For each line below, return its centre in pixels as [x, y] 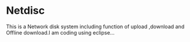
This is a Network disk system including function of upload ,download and [95, 26]
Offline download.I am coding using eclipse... [61, 32]
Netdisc [25, 11]
